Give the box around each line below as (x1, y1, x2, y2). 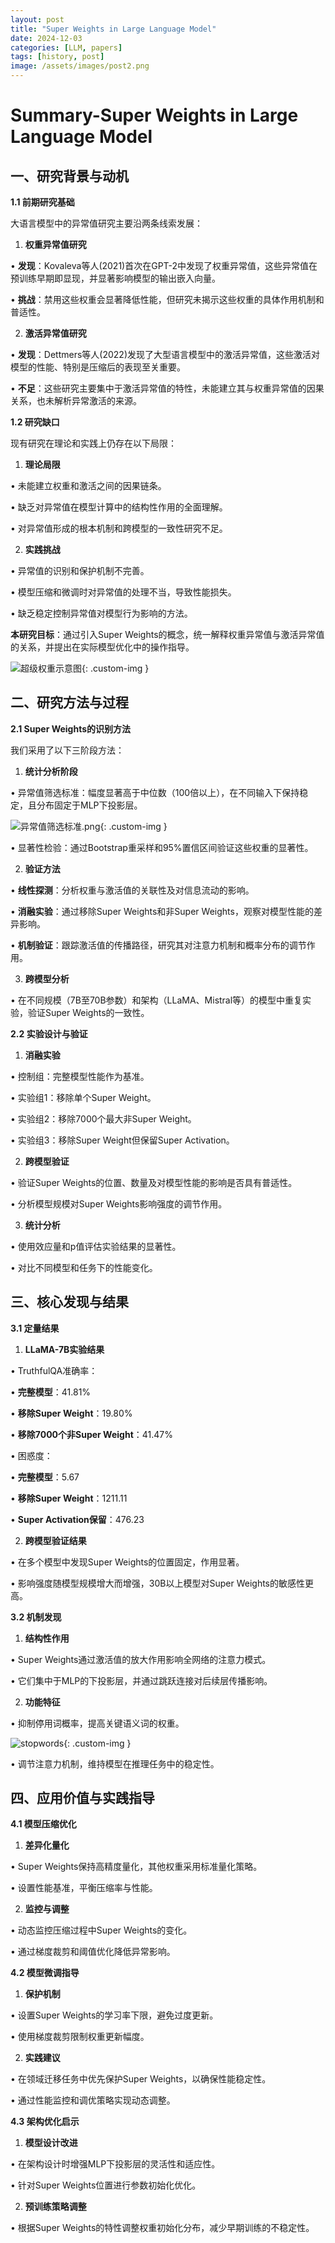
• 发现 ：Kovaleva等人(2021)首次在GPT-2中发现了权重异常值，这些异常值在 (10, 260, 318, 271)
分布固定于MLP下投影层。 (36, 799, 143, 811)
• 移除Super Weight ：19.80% (10, 1407, 133, 1419)
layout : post (10, 14, 65, 25)
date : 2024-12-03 (10, 33, 83, 43)
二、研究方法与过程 (10, 694, 129, 711)
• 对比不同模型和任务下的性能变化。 (10, 1261, 158, 1273)
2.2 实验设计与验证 (10, 1027, 88, 1040)
